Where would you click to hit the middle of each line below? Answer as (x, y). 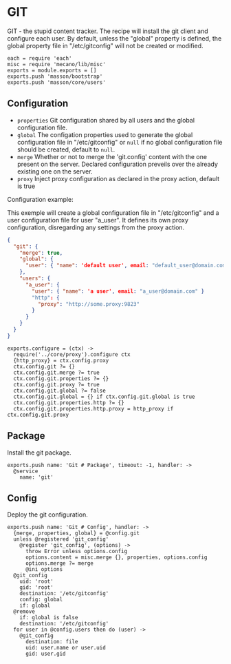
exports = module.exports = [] (52, 70)
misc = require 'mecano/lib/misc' (57, 64)
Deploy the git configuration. (47, 515)
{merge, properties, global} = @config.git (76, 533)
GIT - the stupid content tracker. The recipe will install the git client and (108, 31)
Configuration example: (40, 199)
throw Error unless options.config (76, 552)
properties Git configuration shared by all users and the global (106, 120)
